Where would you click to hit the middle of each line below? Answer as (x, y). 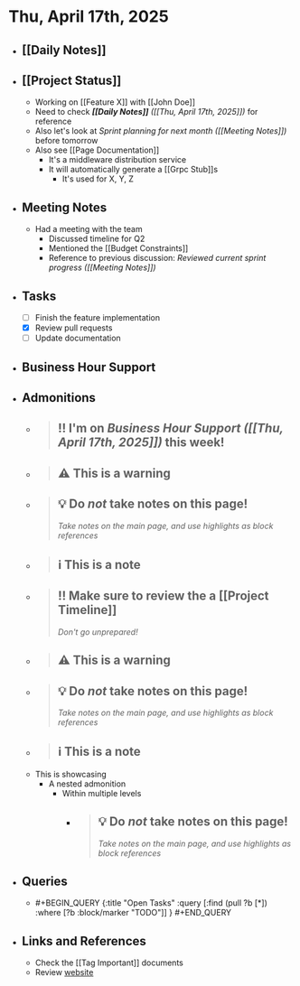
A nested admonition (87, 784)
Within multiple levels (102, 793)
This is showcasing (70, 774)
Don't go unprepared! (98, 632)
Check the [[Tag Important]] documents (109, 963)
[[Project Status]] (71, 80)
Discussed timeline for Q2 (97, 239)
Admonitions (59, 398)
